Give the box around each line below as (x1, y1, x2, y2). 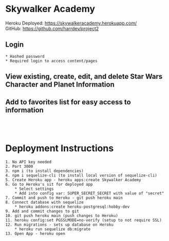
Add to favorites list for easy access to (5, 98, 131, 106)
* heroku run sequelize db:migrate (14, 226, 91, 232)
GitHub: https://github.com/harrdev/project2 (5, 25, 99, 31)
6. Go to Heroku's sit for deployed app (5, 182, 93, 187)
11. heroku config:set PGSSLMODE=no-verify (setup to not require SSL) (5, 217, 162, 223)
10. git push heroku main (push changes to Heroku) (5, 213, 118, 218)
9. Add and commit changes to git (5, 208, 80, 214)
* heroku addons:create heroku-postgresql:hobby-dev (14, 204, 130, 209)
